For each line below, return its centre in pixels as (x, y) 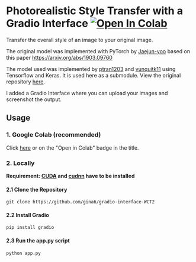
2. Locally (20, 163)
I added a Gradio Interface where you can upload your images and (87, 93)
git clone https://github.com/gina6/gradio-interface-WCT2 (81, 202)
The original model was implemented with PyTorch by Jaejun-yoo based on (98, 51)
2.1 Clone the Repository (37, 189)
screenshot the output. (34, 99)
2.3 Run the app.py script (38, 240)
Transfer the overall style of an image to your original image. (80, 40)
